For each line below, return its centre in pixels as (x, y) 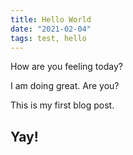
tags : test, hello (48, 38)
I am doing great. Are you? (65, 86)
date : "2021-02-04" (51, 29)
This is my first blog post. (62, 105)
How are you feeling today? (66, 67)
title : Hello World (51, 19)
